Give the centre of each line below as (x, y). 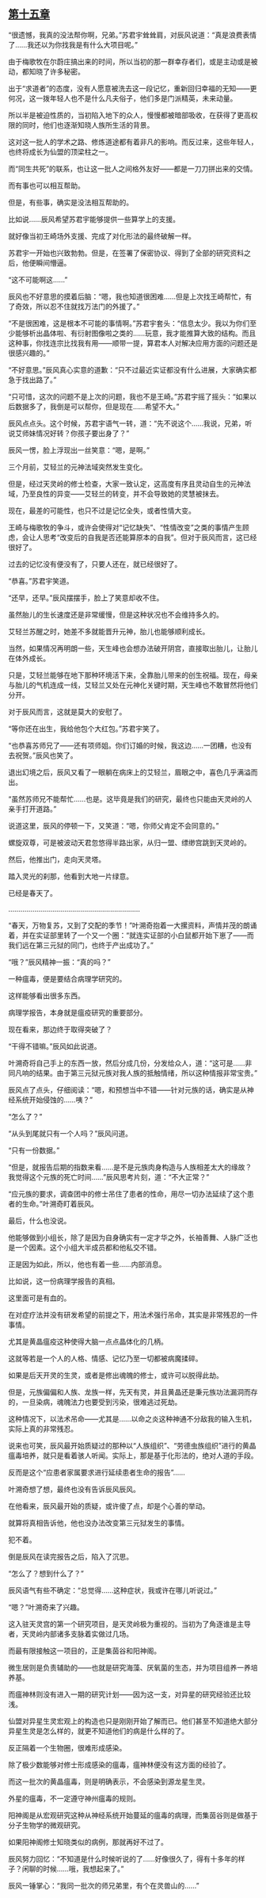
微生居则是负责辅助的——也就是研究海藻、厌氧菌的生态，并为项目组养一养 (129, 1667)
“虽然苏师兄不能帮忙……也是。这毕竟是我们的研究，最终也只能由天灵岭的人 (130, 798)
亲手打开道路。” (32, 809)
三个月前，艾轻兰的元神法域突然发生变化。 (78, 467)
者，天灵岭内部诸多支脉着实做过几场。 (70, 1634)
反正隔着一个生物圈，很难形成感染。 (67, 1747)
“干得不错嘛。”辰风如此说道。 (55, 1046)
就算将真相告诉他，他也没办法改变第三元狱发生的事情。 (98, 1523)
